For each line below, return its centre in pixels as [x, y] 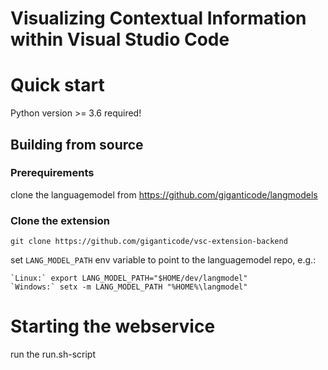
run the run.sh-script [53, 354]
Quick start [57, 85]
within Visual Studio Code [120, 39]
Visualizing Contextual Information [158, 18]
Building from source [77, 144]
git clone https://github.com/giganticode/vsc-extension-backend [149, 242]
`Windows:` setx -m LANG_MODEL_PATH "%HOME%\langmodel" [129, 287]
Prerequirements [52, 173]
